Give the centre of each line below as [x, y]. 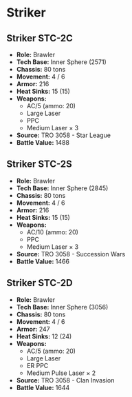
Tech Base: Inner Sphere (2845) [62, 188]
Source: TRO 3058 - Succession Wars [71, 254]
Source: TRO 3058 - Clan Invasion [65, 380]
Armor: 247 [33, 329]
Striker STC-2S [40, 164]
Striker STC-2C [40, 38]
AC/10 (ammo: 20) [52, 232]
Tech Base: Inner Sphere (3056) [62, 307]
